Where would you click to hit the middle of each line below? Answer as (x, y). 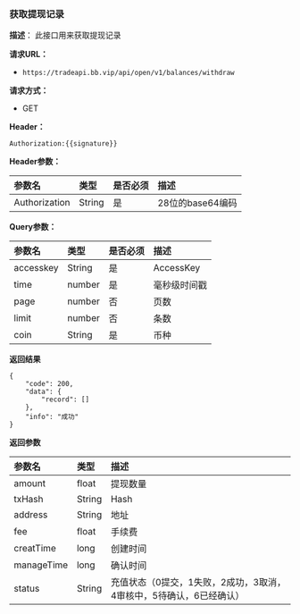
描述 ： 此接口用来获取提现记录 (65, 35)
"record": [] (66, 400)
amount (30, 484)
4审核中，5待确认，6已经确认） (177, 596)
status (27, 589)
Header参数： (35, 162)
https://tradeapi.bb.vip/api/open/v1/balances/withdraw (128, 73)
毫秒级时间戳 (180, 285)
